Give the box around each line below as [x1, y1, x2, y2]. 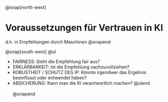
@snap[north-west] [5, 5, 47, 10]
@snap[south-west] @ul [5, 48, 56, 55]
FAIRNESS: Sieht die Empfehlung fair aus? [12, 58, 100, 64]
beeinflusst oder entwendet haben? [12, 75, 87, 81]
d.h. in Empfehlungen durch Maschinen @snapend [5, 39, 111, 45]
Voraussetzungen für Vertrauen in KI [5, 22, 163, 33]
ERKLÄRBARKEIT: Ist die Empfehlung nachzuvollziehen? [12, 63, 130, 70]
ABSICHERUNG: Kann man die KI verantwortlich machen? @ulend [12, 80, 150, 86]
